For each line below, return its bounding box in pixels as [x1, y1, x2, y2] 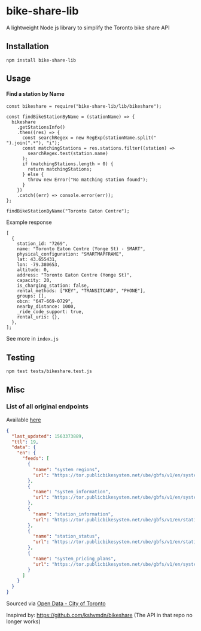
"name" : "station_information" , [32, 511, 114, 517]
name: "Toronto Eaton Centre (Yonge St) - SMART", [17, 246, 146, 252]
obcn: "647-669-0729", [17, 298, 74, 305]
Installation [6, 41, 49, 51]
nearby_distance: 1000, [17, 304, 77, 310]
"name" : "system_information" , [32, 489, 111, 495]
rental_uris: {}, [17, 314, 60, 320]
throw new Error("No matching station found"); [28, 177, 148, 183]
